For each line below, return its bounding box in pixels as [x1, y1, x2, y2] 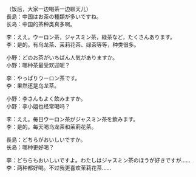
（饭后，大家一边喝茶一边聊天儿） [6, 5, 92, 12]
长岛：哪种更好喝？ [6, 144, 55, 151]
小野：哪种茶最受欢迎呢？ [6, 61, 70, 69]
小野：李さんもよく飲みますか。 [6, 95, 86, 102]
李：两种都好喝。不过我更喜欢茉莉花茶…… [6, 164, 112, 172]
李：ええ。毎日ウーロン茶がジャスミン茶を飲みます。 [6, 116, 138, 123]
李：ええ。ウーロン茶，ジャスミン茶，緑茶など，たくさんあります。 [6, 33, 176, 41]
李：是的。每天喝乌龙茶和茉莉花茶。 [6, 123, 97, 130]
